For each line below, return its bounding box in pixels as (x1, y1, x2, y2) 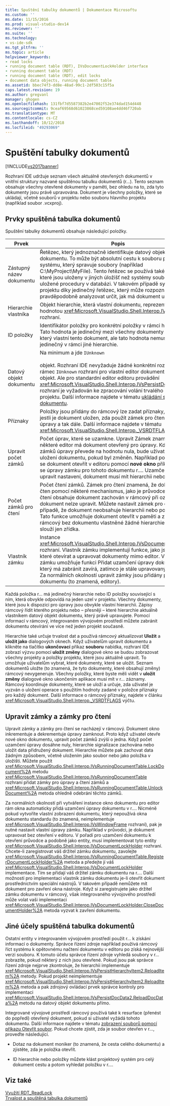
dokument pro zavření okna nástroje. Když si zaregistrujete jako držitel (5, 886, 152, 892)
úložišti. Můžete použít (5, 758, 53, 764)
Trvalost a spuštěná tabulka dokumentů (5, 1095, 88, 1101)
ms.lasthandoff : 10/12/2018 (5, 120, 65, 125)
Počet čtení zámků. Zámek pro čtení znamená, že (39, 481, 157, 489)
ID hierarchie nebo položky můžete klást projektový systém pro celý (12, 1056, 154, 1062)
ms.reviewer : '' (5, 26, 39, 31)
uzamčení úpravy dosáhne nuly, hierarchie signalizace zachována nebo (5, 742, 154, 748)
